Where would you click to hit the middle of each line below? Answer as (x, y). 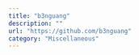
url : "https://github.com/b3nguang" (70, 31)
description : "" (36, 23)
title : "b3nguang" (39, 16)
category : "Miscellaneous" (54, 38)
